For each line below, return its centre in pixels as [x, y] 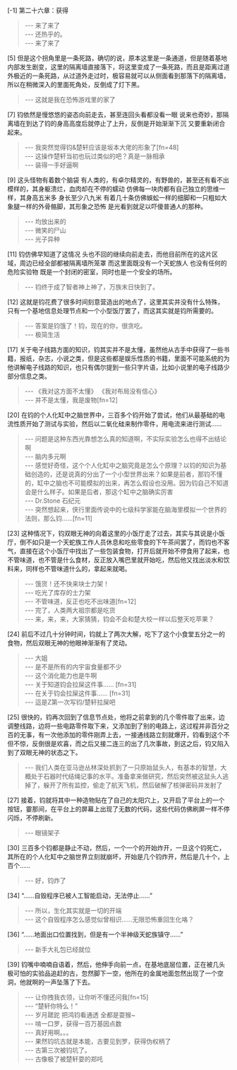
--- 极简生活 [42, 335]
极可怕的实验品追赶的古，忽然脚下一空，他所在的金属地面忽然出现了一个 [112, 973]
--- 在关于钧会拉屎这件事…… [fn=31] [77, 693]
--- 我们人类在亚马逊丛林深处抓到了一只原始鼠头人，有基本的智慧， [122, 768]
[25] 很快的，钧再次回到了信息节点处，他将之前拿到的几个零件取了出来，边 [116, 717]
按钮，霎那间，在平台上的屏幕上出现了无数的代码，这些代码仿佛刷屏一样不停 [119, 809]
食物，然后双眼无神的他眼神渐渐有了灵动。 [69, 643]
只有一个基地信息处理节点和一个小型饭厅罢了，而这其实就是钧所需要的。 [112, 311]
